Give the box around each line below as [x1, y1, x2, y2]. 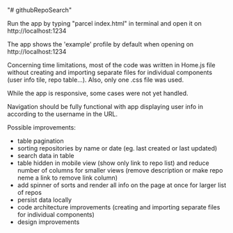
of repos [17, 189, 42, 196]
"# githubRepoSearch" [7, 6, 72, 14]
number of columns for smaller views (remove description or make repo [17, 166, 223, 174]
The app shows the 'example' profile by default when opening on [7, 40, 194, 48]
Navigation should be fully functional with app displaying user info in [7, 103, 204, 110]
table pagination [17, 137, 64, 145]
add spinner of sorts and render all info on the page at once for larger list [17, 181, 227, 189]
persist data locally [17, 196, 72, 204]
